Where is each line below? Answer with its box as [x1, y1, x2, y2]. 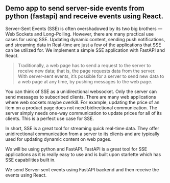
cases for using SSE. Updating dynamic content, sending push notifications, [5, 36, 165, 42]
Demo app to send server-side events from [5, 4, 144, 13]
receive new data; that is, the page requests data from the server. [17, 68, 156, 74]
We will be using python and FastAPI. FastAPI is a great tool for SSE [5, 146, 148, 152]
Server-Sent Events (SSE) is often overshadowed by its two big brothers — [5, 25, 162, 32]
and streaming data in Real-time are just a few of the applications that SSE [5, 42, 162, 48]
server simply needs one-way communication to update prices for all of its [5, 110, 162, 116]
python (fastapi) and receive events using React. [5, 12, 164, 21]
